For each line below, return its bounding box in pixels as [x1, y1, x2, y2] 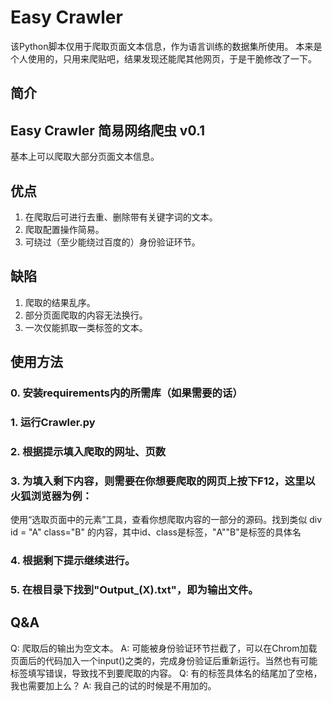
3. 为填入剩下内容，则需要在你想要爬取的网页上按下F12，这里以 [10, 474, 316, 488]
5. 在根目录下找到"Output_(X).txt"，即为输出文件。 [10, 583, 259, 597]
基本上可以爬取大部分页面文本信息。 [10, 151, 160, 163]
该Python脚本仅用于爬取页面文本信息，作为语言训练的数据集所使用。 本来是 [10, 40, 323, 52]
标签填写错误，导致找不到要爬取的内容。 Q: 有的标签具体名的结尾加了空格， [10, 667, 323, 679]
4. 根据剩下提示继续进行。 [10, 554, 136, 568]
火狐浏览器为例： [10, 489, 93, 503]
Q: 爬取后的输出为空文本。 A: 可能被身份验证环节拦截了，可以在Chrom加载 [10, 642, 318, 654]
